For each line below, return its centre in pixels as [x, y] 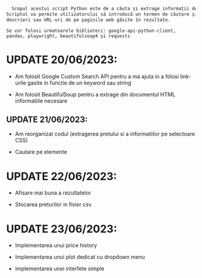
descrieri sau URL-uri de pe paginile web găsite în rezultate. [88, 20]
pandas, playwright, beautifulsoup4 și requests [68, 36]
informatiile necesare [41, 101]
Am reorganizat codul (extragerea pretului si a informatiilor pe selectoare [105, 134]
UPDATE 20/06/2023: [62, 59]
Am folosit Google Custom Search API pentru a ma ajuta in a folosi [97, 76]
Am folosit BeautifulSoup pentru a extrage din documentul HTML [95, 94]
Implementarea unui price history [56, 246]
